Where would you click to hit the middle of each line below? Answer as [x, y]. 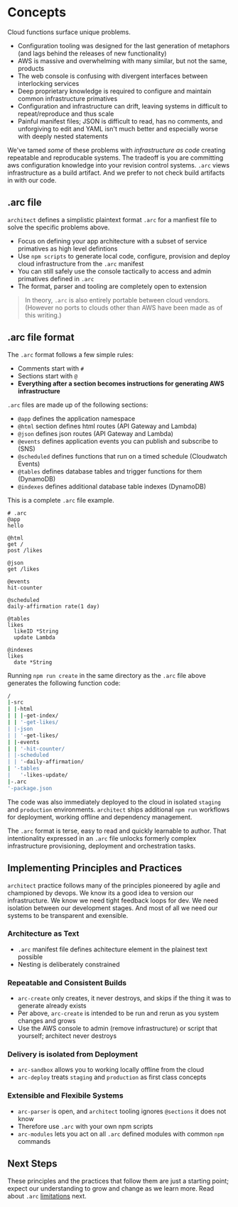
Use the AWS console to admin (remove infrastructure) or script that [118, 1028]
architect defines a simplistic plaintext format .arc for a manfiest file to [112, 219]
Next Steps [32, 1164]
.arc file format [41, 338]
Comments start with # [50, 368]
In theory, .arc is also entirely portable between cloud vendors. [117, 300]
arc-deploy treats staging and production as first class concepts [112, 1077]
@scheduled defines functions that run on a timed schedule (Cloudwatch [122, 456]
